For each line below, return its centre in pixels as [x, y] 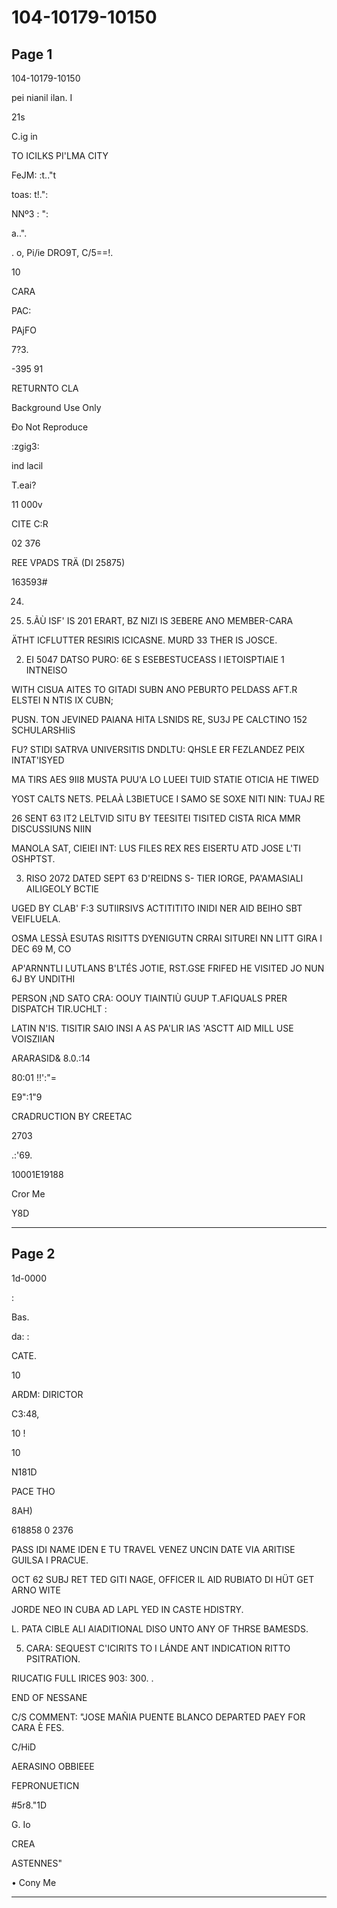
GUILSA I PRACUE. [50, 1560]
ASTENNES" [37, 1863]
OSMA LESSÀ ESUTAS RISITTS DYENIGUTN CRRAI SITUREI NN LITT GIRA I [167, 938]
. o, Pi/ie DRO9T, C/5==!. [62, 252]
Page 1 [32, 54]
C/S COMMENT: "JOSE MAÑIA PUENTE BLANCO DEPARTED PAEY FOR [158, 1717]
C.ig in [24, 136]
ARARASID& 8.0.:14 [51, 1058]
